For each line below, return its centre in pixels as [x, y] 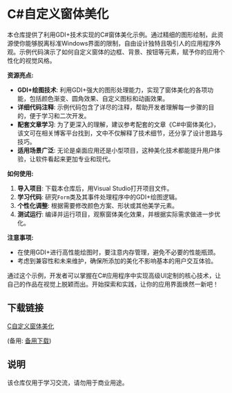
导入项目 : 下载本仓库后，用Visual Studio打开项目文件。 [95, 188]
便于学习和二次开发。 [60, 115]
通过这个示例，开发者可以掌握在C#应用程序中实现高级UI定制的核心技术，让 [114, 275]
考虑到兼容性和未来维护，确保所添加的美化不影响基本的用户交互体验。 [117, 260]
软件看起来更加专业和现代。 [75, 159]
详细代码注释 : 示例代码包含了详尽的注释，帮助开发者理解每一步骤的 [113, 107]
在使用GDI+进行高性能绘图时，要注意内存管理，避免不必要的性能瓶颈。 [118, 252]
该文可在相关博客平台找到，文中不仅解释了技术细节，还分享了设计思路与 [120, 133]
